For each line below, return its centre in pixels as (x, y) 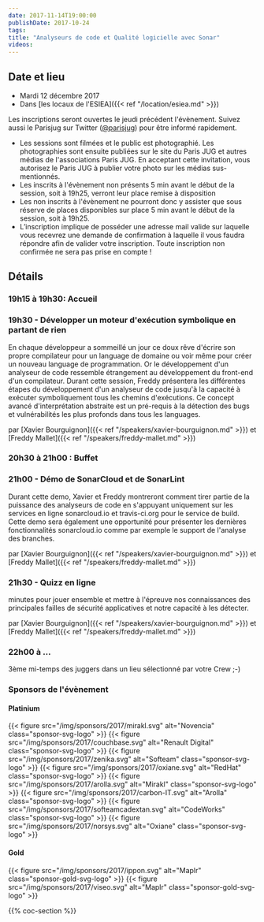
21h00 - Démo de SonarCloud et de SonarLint (97, 479)
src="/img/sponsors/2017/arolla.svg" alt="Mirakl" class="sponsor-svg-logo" (132, 784)
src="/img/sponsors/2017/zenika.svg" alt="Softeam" (94, 759)
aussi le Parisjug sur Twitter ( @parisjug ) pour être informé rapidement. (123, 128)
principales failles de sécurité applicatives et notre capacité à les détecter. (129, 608)
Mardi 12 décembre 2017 (59, 95)
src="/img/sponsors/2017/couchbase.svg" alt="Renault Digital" (111, 742)
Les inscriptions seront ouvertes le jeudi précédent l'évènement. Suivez (124, 119)
